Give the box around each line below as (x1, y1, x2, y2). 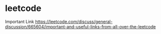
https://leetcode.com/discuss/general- (35, 19, 113, 24)
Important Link (5, 19, 35, 24)
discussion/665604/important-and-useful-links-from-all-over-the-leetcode (5, 23, 156, 29)
